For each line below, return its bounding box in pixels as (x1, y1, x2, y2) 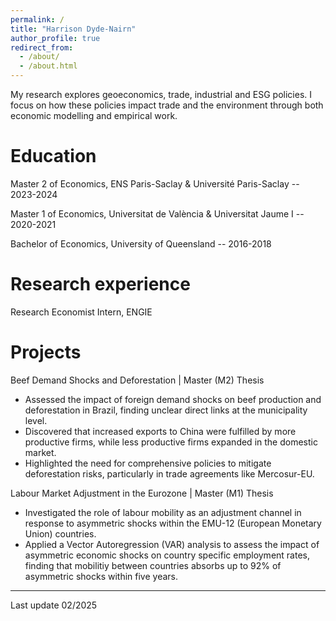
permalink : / (10, 14, 65, 25)
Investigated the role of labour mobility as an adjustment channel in (24, 506, 302, 518)
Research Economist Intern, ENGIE (10, 306, 153, 318)
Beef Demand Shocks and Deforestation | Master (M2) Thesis (10, 374, 265, 386)
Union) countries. (24, 527, 97, 540)
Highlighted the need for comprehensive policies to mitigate (24, 457, 272, 469)
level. (24, 414, 48, 426)
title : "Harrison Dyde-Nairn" (10, 24, 137, 34)
